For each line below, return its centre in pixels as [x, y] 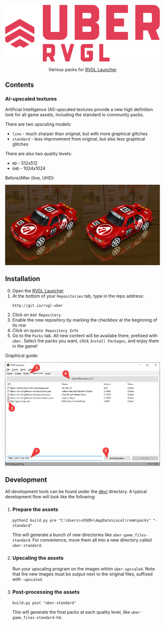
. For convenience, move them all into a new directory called [91, 540]
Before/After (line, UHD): [30, 178]
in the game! [25, 346]
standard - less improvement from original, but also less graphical [79, 139]
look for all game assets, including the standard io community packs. [75, 115]
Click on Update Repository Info [45, 330]
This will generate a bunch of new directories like [62, 535]
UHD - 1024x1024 [29, 168]
